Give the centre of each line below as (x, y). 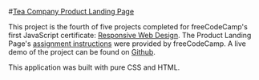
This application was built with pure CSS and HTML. (94, 67)
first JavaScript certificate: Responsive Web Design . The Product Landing (130, 35)
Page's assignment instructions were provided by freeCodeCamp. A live (127, 44)
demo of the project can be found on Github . (82, 52)
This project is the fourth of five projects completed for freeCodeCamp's (128, 27)
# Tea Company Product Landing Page (71, 11)
